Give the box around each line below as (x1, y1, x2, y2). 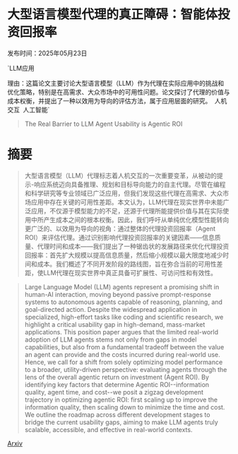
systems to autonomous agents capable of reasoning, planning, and (24, 298, 222, 306)
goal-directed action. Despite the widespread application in (24, 305, 198, 313)
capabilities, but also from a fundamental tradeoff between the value (24, 342, 225, 351)
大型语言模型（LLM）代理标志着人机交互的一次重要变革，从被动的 (24, 171, 218, 180)
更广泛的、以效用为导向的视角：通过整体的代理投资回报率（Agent (24, 224, 216, 233)
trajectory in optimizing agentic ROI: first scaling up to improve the (24, 395, 218, 404)
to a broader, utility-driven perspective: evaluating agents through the (24, 365, 227, 373)
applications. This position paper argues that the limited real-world (24, 327, 219, 336)
